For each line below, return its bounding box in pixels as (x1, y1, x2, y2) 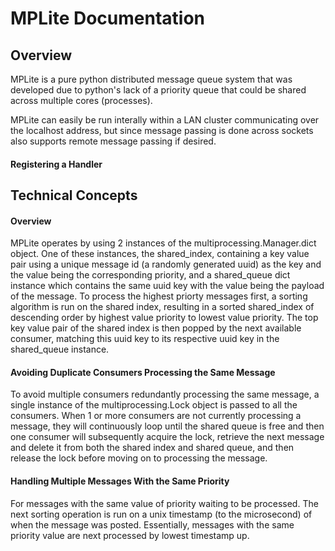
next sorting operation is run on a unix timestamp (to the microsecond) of (10, 508, 313, 520)
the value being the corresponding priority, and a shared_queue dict (10, 269, 291, 281)
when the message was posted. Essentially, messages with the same (10, 518, 295, 531)
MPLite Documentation (10, 7, 205, 30)
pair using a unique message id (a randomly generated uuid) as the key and (10, 258, 322, 271)
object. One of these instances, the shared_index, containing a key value (10, 248, 310, 260)
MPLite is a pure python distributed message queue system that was (10, 73, 293, 85)
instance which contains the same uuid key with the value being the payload (10, 280, 325, 292)
